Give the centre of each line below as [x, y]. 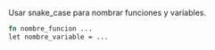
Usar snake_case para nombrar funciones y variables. [107, 13]
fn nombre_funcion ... [50, 29]
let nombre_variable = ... [58, 37]
